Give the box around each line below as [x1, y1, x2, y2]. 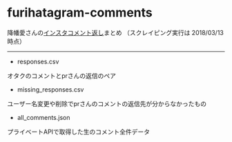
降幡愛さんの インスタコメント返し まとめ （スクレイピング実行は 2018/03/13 [7, 28, 224, 37]
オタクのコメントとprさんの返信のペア [7, 71, 116, 80]
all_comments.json [17, 113, 70, 121]
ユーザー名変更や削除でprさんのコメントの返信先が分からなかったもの [7, 99, 207, 108]
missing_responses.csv [17, 85, 84, 94]
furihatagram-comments [7, 5, 153, 21]
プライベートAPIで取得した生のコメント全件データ [7, 128, 151, 136]
